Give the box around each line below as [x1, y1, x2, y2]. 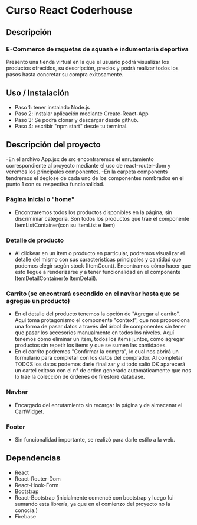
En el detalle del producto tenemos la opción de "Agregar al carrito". [14, 310, 180, 317]
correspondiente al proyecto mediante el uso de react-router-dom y [6, 162, 171, 169]
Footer [6, 423, 25, 431]
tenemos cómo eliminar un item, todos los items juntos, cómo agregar [14, 336, 185, 343]
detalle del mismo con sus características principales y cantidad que [14, 256, 182, 263]
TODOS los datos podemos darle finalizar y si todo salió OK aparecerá [14, 360, 186, 368]
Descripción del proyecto [6, 140, 101, 150]
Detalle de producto [6, 236, 64, 244]
